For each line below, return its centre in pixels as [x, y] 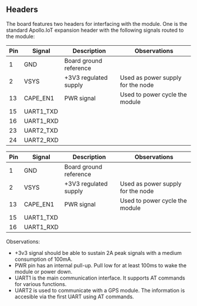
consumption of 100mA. [43, 259]
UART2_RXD [41, 140]
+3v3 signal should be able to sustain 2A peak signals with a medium [98, 253]
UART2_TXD [41, 130]
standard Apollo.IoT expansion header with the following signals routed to [95, 30]
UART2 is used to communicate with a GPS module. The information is [100, 290]
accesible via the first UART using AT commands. [74, 297]
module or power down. [43, 271]
